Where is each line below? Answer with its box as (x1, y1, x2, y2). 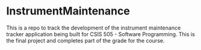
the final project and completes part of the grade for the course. (6, 37, 165, 44)
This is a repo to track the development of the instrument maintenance (6, 24, 181, 31)
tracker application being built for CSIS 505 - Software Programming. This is (6, 30, 196, 37)
